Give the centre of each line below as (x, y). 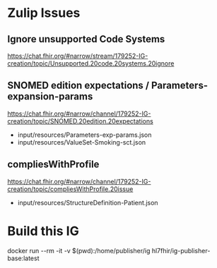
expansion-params (50, 97)
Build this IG (43, 231)
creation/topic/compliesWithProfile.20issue (70, 189)
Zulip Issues (44, 13)
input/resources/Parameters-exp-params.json (84, 135)
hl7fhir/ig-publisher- (181, 250)
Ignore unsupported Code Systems (86, 39)
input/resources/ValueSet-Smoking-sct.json (82, 142)
